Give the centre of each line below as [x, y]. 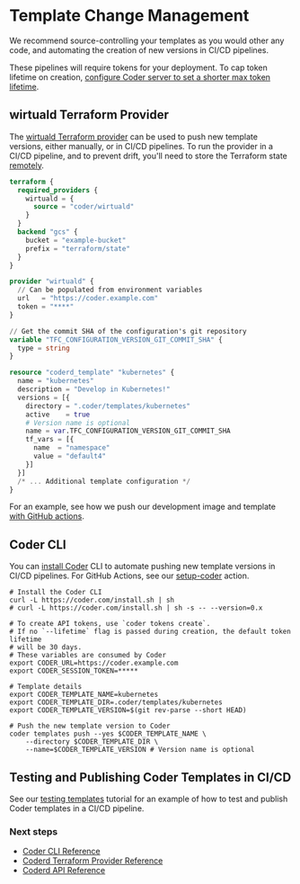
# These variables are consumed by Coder [88, 656]
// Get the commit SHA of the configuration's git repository [128, 331]
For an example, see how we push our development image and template [143, 507]
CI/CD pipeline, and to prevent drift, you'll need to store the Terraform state [148, 156]
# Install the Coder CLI [56, 593]
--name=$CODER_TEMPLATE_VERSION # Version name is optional [140, 750]
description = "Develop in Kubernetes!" [94, 389]
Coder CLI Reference [61, 852]
